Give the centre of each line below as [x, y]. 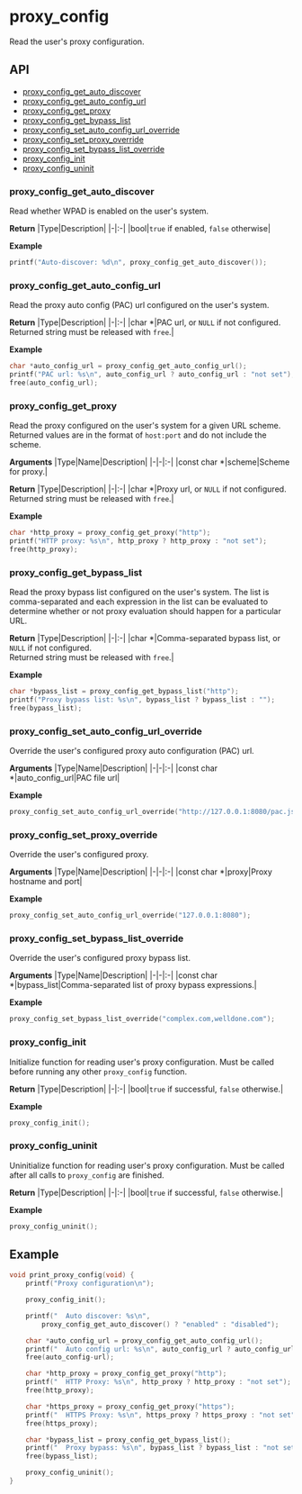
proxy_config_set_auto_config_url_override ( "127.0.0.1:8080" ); [130, 916]
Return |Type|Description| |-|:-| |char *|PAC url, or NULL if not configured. [145, 322]
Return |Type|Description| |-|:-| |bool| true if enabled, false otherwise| [140, 229]
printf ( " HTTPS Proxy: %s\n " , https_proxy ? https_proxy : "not [151, 1415]
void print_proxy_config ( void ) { [72, 1275]
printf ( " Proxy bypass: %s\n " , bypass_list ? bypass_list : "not [152, 1448]
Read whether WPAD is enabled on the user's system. [109, 211]
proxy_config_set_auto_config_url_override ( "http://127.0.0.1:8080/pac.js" [154, 811]
